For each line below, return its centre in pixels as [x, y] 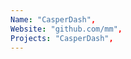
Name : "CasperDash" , [53, 19]
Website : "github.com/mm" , [66, 29]
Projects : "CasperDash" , [62, 38]
